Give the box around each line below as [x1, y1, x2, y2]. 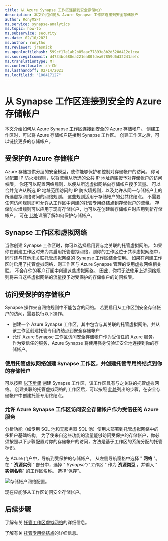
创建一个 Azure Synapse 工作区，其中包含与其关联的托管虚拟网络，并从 [12, 321, 160, 327]
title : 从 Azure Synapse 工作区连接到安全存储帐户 [5, 7, 103, 13]
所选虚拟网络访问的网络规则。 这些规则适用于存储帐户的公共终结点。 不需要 [5, 193, 161, 199]
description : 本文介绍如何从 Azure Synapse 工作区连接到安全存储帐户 [5, 12, 139, 17]
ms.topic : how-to [5, 26, 41, 31]
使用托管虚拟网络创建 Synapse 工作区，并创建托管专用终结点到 [5, 360, 157, 367]
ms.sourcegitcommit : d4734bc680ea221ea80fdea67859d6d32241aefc [5, 54, 140, 59]
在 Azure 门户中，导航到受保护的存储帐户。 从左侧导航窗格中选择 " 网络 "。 [5, 455, 160, 461]
